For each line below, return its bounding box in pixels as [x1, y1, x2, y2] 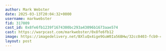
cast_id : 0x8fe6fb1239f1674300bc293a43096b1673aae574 [5, 25, 119, 30]
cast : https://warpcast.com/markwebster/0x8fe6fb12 [5, 30, 114, 34]
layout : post [5, 39, 32, 44]
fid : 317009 [5, 20, 30, 26]
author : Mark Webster [5, 7, 50, 12]
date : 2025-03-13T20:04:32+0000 [5, 12, 72, 17]
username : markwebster [5, 16, 52, 21]
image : [5, 34, 19, 39]
